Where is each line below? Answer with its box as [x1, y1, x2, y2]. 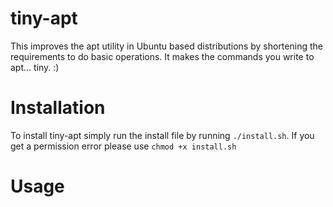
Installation [10, 97, 106, 119]
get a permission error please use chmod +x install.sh [10, 140, 237, 152]
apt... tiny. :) [10, 61, 60, 73]
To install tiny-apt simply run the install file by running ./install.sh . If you [10, 129, 315, 141]
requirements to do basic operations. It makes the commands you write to [10, 50, 315, 62]
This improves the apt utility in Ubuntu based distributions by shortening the [10, 40, 323, 52]
